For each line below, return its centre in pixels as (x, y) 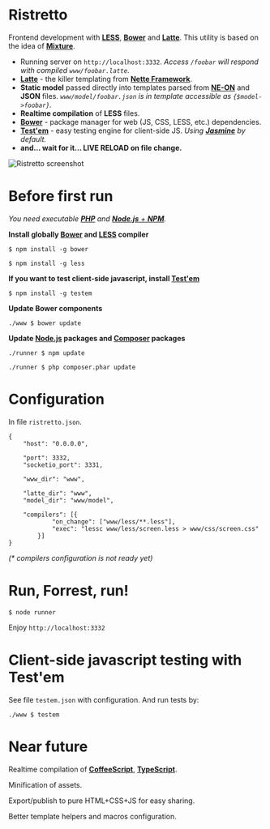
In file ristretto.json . (45, 421)
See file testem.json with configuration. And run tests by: (104, 699)
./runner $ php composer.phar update (72, 367)
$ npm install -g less (47, 263)
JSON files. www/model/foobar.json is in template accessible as (126, 96)
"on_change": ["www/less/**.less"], (114, 521)
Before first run (61, 197)
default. (33, 139)
